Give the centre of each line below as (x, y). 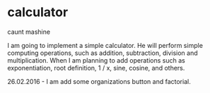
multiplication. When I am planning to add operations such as (96, 60)
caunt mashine (29, 32)
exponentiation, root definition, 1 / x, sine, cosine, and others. (96, 68)
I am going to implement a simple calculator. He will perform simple (105, 45)
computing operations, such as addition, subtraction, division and (103, 53)
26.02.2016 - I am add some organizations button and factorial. (99, 81)
